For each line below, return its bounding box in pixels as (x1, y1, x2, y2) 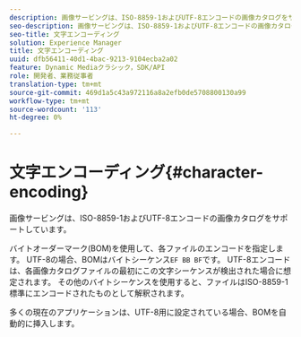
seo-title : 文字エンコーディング (9, 30, 120, 39)
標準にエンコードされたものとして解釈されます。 (9, 288, 190, 298)
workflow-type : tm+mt (9, 96, 90, 106)
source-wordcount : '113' (9, 105, 102, 114)
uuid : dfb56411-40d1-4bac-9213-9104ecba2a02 (9, 55, 178, 64)
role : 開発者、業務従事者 (9, 72, 94, 81)
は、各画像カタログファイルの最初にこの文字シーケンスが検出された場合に (9, 265, 284, 276)
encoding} (9, 182, 90, 203)
